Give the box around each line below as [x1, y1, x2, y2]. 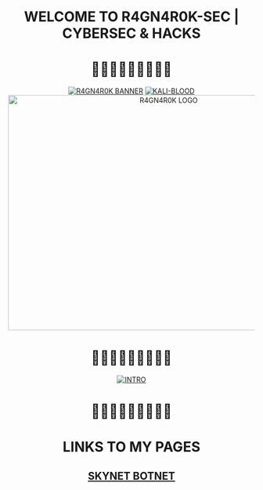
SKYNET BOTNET [87, 469, 176, 482]
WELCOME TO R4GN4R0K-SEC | [23, 8, 240, 26]
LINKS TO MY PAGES [62, 438, 201, 456]
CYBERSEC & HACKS [62, 24, 201, 42]
